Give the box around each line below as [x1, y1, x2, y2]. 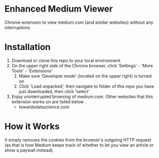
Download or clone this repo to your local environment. [11, 57, 122, 63]
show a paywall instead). [4, 147, 54, 153]
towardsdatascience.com [18, 104, 70, 110]
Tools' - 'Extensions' [11, 68, 53, 74]
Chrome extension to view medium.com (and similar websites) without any [4, 19, 154, 25]
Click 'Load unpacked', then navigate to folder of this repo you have [18, 83, 155, 89]
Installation [4, 42, 51, 53]
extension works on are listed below [11, 98, 84, 105]
